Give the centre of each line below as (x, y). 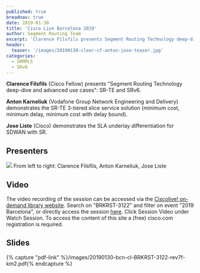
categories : (21, 56)
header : (16, 45)
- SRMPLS (22, 61)
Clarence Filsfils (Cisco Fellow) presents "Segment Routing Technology (94, 84)
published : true (26, 12)
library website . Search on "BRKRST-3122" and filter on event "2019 (111, 205)
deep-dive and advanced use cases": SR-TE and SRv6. (74, 90)
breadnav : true (25, 17)
